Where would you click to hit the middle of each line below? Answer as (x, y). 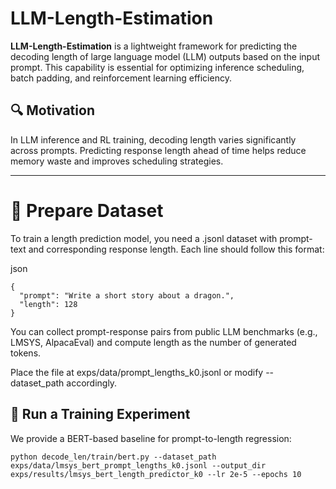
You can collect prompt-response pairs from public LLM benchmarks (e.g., (164, 331)
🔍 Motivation (52, 110)
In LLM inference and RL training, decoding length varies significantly (153, 139)
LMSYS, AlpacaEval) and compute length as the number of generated (153, 342)
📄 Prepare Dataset (87, 210)
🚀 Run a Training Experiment (100, 414)
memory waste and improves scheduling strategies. (117, 161)
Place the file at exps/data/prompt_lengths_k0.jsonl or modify (137, 372)
